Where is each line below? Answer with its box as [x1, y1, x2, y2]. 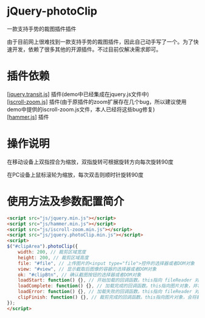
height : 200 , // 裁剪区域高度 [18, 254, 89, 261]
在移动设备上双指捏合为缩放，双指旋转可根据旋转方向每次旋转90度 [7, 158, 174, 165]
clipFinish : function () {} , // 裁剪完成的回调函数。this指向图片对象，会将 [18, 294, 197, 300]
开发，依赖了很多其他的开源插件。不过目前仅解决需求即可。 [12, 46, 162, 53]
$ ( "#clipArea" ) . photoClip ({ [7, 243, 78, 250]
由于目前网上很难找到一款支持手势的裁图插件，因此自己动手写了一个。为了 [7, 38, 193, 45]
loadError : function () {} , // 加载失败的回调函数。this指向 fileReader [18, 289, 192, 295]
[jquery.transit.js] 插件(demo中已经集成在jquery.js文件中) [7, 90, 150, 98]
